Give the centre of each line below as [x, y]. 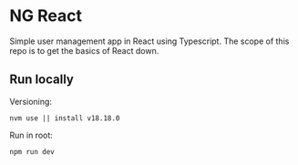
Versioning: [31, 101]
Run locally [42, 80]
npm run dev [32, 151]
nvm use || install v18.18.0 [65, 118]
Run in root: [31, 135]
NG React [46, 16]
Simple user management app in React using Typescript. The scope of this [149, 41]
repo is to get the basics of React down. [84, 50]
